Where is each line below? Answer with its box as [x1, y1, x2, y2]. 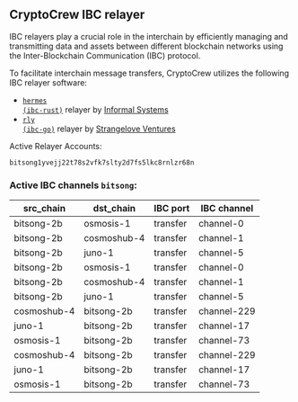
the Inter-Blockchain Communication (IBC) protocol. [9, 49, 201, 61]
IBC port [153, 202, 190, 215]
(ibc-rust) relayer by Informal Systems [22, 103, 169, 115]
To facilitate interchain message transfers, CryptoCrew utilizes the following [9, 67, 290, 78]
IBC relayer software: [9, 76, 88, 88]
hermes [22, 96, 48, 105]
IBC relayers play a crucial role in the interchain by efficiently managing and [9, 31, 289, 41]
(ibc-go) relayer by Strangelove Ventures [22, 123, 177, 134]
